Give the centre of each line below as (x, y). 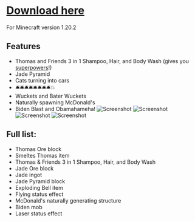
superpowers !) (33, 67)
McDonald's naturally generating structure (68, 200)
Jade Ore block (34, 168)
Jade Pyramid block (40, 181)
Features (23, 46)
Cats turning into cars (42, 80)
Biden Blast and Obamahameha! (55, 109)
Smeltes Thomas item (42, 155)
